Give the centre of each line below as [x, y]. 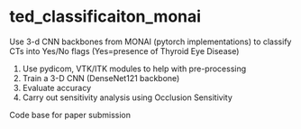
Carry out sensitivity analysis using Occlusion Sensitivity [127, 97]
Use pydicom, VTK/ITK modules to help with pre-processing [134, 69]
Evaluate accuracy [57, 88]
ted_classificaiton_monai [105, 17]
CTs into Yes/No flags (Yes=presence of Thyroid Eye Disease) [124, 51]
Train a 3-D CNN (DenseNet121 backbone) [101, 78]
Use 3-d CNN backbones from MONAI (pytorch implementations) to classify [150, 41]
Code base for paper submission [70, 115]
